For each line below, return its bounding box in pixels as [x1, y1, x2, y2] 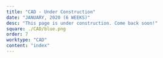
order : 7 [6, 31, 28, 37]
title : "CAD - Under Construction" [6, 8, 96, 15]
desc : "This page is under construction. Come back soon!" [6, 20, 158, 26]
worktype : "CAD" [6, 37, 47, 43]
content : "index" [6, 43, 50, 49]
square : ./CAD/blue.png [6, 25, 66, 32]
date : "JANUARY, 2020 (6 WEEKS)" [6, 14, 91, 21]
